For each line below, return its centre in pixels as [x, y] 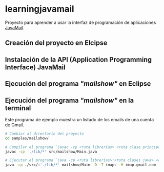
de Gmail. [15, 125]
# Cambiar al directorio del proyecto [44, 134]
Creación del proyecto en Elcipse [56, 43]
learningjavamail [40, 9]
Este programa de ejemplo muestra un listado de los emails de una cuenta [80, 119]
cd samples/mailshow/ [27, 138]
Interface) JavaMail [35, 67]
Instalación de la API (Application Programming [79, 59]
